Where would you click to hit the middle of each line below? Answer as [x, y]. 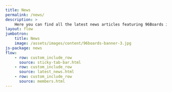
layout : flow [19, 29]
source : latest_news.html [46, 72]
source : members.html [42, 81]
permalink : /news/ [25, 15]
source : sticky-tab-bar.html [50, 62]
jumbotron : [17, 34]
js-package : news [24, 48]
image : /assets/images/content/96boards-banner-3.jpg [73, 43]
